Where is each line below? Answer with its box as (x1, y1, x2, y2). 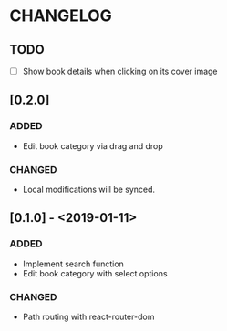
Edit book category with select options (22, 267, 168, 278)
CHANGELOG (9, 5, 112, 26)
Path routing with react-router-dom (22, 311, 155, 323)
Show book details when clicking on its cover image (22, 65, 218, 76)
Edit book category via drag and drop (22, 140, 164, 151)
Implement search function (22, 258, 125, 269)
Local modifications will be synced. (22, 184, 156, 196)
